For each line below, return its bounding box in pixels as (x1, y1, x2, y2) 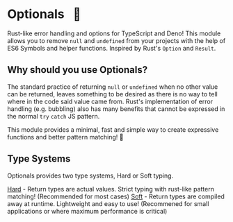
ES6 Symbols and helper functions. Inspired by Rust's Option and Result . (7, 44, 216, 52)
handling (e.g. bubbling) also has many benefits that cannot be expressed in (7, 104, 225, 113)
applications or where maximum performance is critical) (7, 207, 168, 215)
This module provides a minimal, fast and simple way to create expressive (7, 125, 219, 134)
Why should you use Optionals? (7, 64, 148, 76)
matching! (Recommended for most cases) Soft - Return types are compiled (7, 192, 225, 200)
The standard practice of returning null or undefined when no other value (7, 83, 218, 91)
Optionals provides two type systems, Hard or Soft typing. (7, 171, 174, 180)
